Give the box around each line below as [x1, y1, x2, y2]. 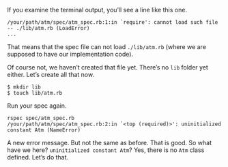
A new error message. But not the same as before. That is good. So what [7, 139, 212, 147]
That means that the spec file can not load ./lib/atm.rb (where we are [7, 43, 207, 50]
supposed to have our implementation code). [7, 50, 134, 58]
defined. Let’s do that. [7, 153, 69, 161]
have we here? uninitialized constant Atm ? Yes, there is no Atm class [7, 146, 205, 154]
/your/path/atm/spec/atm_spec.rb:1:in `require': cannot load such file [7, 19, 218, 26]
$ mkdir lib [7, 84, 41, 91]
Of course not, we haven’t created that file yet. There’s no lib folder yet [7, 63, 208, 71]
